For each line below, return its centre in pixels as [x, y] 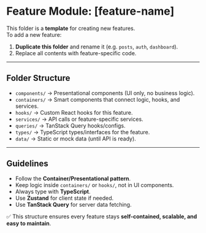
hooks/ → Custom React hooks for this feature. [74, 112]
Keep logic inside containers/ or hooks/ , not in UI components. [94, 185]
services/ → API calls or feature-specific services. [79, 119]
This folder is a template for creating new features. [71, 28]
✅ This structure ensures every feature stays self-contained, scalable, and [102, 216]
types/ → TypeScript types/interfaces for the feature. [82, 132]
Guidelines [27, 164]
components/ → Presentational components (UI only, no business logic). [105, 93]
